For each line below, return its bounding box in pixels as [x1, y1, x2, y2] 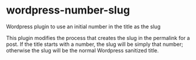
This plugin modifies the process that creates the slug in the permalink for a [6, 34, 190, 41]
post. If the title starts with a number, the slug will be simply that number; [6, 41, 184, 48]
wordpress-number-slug [6, 4, 130, 17]
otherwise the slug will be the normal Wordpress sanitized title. [6, 46, 159, 54]
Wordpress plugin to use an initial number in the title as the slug [6, 23, 161, 30]
